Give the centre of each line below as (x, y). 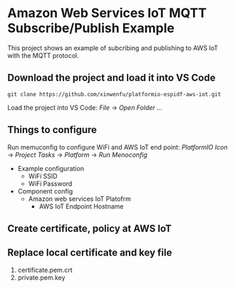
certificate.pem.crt (45, 270)
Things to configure (52, 130)
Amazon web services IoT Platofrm (80, 199)
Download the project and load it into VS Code (111, 78)
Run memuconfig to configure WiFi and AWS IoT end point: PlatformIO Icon (117, 147)
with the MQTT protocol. (43, 56)
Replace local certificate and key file (90, 253)
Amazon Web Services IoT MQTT (107, 13)
